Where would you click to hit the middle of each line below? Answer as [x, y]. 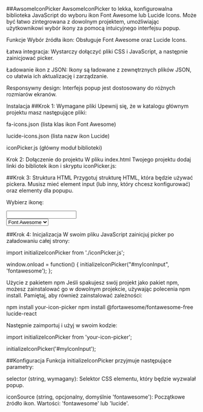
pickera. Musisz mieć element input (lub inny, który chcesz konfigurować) [98, 184]
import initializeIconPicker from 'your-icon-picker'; [69, 337]
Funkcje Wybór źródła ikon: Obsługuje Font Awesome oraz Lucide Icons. [97, 40]
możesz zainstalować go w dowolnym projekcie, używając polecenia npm [98, 289]
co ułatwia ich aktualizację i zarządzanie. [57, 76]
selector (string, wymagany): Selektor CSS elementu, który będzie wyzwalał [101, 379]
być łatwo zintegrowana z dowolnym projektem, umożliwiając [83, 22]
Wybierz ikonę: [25, 202]
